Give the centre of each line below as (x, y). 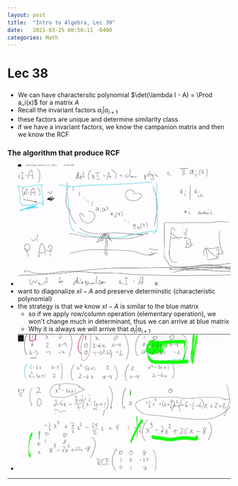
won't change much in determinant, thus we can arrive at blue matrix (129, 321)
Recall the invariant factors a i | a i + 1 (68, 111)
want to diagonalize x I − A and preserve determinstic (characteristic (117, 291)
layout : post (27, 15)
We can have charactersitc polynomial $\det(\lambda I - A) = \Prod (115, 95)
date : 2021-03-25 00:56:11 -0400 (60, 30)
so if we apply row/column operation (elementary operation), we (122, 313)
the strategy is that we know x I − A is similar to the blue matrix (108, 306)
